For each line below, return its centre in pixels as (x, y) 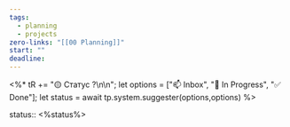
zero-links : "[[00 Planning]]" (67, 42)
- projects (37, 34)
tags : (19, 17)
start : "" (27, 51)
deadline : (27, 59)
